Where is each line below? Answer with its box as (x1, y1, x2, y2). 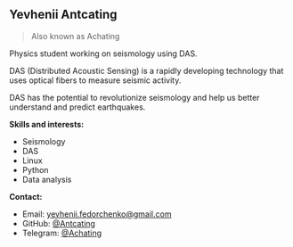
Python (21, 164, 49, 175)
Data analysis (21, 174, 72, 185)
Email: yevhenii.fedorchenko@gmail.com (21, 209, 172, 219)
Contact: (9, 191, 43, 202)
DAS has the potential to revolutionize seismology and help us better (9, 92, 260, 103)
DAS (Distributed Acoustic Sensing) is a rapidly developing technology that (9, 65, 284, 76)
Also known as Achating (30, 30, 120, 41)
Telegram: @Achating (21, 227, 102, 238)
